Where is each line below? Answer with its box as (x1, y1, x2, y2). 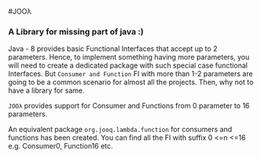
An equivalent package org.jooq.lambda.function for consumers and (8, 125, 233, 134)
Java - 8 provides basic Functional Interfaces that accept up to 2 (8, 44, 218, 53)
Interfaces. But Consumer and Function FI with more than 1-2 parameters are (8, 69, 253, 79)
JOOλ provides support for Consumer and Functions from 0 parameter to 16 (8, 101, 250, 111)
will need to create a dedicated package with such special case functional (8, 61, 248, 70)
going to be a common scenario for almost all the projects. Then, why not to (8, 78, 254, 87)
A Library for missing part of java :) (8, 26, 144, 37)
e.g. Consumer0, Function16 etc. (8, 141, 113, 151)
